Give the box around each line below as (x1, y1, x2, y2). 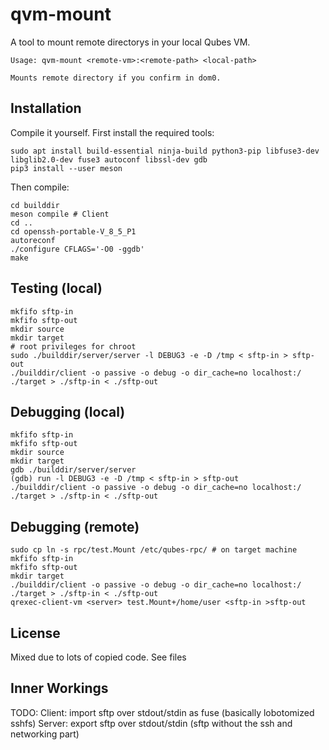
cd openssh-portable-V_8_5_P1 (10, 226, 137, 237)
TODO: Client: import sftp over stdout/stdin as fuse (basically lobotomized (10, 706, 315, 718)
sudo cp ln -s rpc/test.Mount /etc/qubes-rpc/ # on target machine (10, 545, 298, 555)
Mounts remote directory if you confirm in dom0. (10, 73, 222, 83)
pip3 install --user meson (10, 163, 123, 173)
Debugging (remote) (10, 518, 140, 535)
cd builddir (10, 200, 60, 210)
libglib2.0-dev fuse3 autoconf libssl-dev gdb (10, 154, 208, 165)
